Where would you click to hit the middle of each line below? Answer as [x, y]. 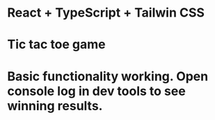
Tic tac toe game [56, 45]
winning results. [55, 106]
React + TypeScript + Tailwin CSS [106, 13]
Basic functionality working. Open [108, 76]
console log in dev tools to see [96, 91]
